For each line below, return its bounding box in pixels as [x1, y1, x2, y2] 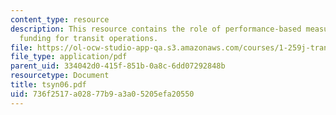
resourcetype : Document [10, 71, 110, 81]
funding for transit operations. [19, 33, 159, 43]
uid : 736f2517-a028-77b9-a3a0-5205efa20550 [10, 89, 195, 99]
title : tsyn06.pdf [10, 80, 87, 90]
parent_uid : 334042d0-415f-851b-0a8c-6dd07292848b [10, 61, 226, 71]
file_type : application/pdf [10, 52, 128, 62]
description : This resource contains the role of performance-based [10, 24, 302, 34]
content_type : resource [10, 14, 110, 25]
